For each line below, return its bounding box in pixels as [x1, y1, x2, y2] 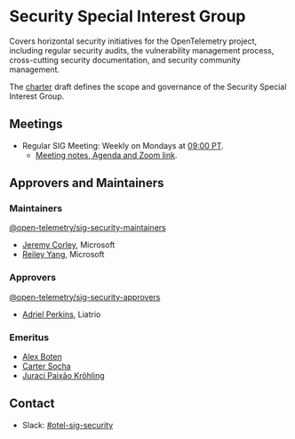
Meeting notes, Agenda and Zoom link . [35, 150, 178, 160]
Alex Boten [21, 352, 62, 362]
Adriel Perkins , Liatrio [21, 309, 101, 320]
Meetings [9, 117, 64, 132]
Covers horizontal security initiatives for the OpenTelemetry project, [9, 36, 258, 46]
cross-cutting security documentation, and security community [9, 54, 242, 65]
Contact [9, 396, 55, 411]
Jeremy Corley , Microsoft [21, 240, 116, 250]
